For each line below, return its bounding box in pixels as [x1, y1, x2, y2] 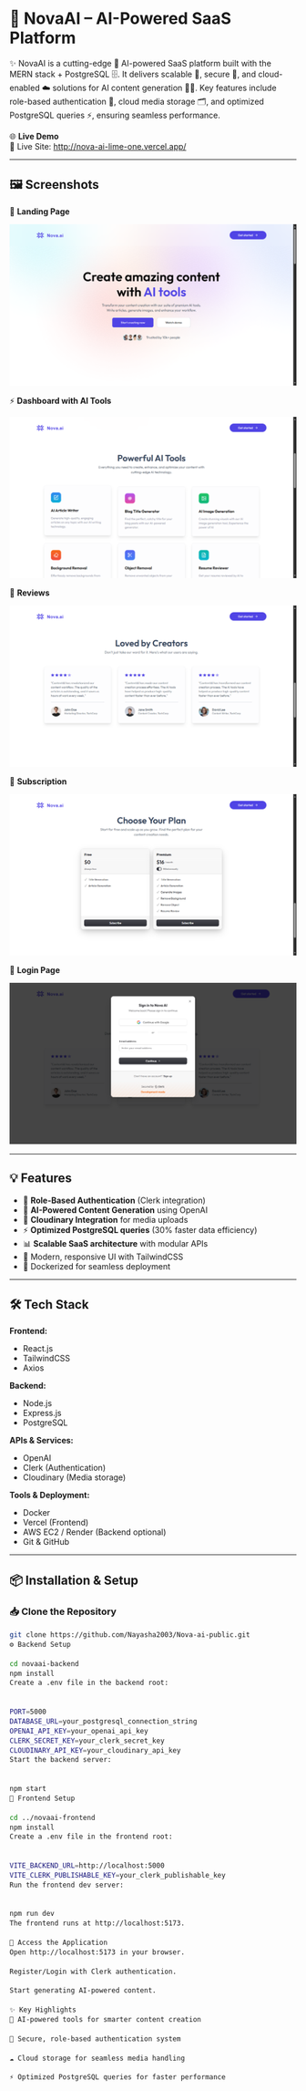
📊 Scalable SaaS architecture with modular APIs [22, 1237, 209, 1248]
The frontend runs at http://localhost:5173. [9, 1919, 185, 1928]
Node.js [22, 1398, 53, 1409]
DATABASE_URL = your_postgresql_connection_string [9, 1716, 198, 1726]
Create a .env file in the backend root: [9, 1678, 169, 1688]
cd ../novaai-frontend [9, 1813, 96, 1822]
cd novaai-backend [9, 1659, 79, 1668]
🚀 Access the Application [9, 1938, 107, 1948]
